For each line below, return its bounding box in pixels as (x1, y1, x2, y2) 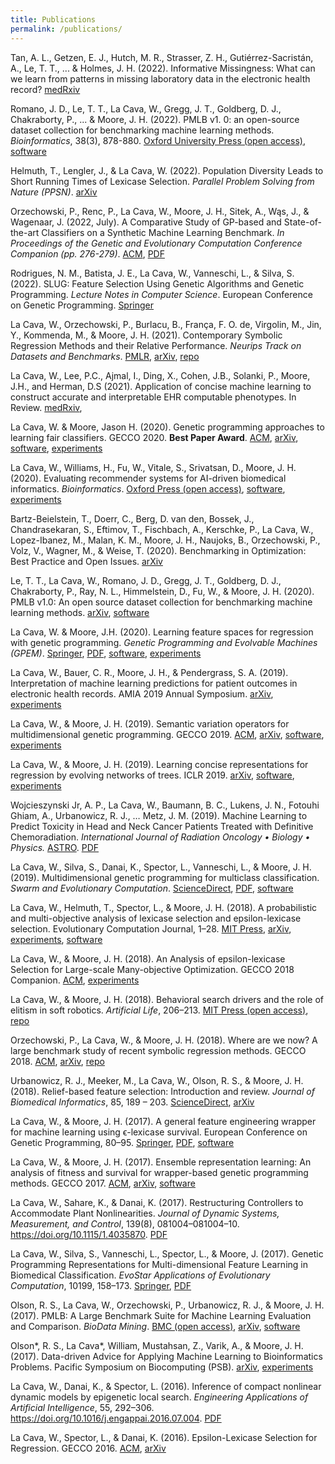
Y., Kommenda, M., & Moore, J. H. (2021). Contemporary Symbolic (10, 329, 283, 341)
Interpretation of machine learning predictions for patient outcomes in (10, 677, 298, 689)
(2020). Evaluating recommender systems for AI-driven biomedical (10, 472, 287, 484)
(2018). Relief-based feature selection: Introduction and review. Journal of (10, 1085, 315, 1097)
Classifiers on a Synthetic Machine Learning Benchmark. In (41, 226, 285, 238)
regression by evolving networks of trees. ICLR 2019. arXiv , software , (10, 769, 295, 781)
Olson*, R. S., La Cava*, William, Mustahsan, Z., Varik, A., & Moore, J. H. (10, 1339, 304, 1351)
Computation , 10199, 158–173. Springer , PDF (10, 1279, 192, 1291)
